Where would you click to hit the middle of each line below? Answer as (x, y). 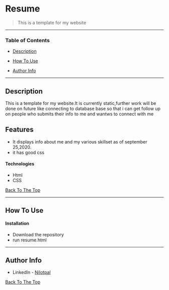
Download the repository (38, 234)
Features (19, 130)
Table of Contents (28, 40)
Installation (17, 223)
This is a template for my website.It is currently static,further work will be (81, 103)
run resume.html (29, 240)
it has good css (28, 152)
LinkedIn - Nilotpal (32, 272)
